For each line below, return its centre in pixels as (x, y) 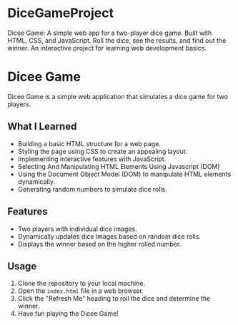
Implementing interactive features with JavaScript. (92, 159)
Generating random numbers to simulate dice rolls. (93, 189)
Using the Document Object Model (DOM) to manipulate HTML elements (124, 174)
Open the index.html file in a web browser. (81, 291)
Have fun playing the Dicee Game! (68, 314)
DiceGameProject (61, 13)
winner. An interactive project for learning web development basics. (107, 48)
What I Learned (42, 127)
